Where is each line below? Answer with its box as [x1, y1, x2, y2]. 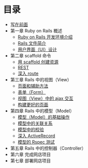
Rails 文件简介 [17, 40, 46, 46]
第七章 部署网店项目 [10, 158, 51, 164]
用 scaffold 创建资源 [17, 59, 59, 65]
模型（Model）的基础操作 [17, 114, 70, 120]
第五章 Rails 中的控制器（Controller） [10, 145, 86, 151]
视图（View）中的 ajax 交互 [17, 95, 74, 101]
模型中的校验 [17, 126, 44, 132]
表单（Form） [17, 89, 46, 95]
